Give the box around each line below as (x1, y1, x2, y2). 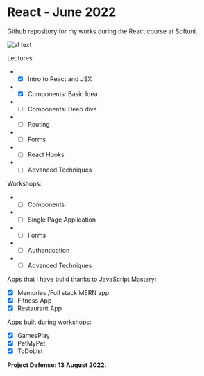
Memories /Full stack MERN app (17, 288, 110, 296)
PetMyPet (17, 339, 46, 347)
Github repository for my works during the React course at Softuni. (7, 27, 198, 35)
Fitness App (17, 296, 52, 305)
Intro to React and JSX (27, 74, 92, 83)
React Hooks (27, 150, 65, 159)
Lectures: (7, 53, 35, 62)
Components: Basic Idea (27, 90, 99, 98)
